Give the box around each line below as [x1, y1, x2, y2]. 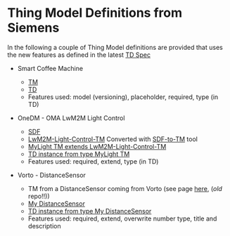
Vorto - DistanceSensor [17, 171, 87, 179]
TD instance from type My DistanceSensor [27, 206, 152, 215]
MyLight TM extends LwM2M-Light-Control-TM [27, 142, 167, 150]
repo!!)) [27, 192, 51, 200]
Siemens [7, 20, 60, 36]
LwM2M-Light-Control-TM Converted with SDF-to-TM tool [27, 135, 198, 143]
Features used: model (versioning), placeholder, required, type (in [27, 93, 219, 101]
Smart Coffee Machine [17, 64, 83, 72]
